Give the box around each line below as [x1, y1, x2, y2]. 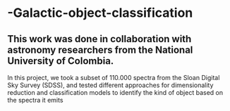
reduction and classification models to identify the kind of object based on [7, 89, 224, 96]
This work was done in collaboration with [7, 33, 192, 45]
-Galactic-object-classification [7, 5, 193, 21]
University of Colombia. [7, 55, 114, 67]
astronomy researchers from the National [7, 44, 193, 55]
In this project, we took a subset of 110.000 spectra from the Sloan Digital [7, 74, 220, 81]
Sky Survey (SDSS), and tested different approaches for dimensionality [7, 81, 214, 89]
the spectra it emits [7, 96, 63, 104]
